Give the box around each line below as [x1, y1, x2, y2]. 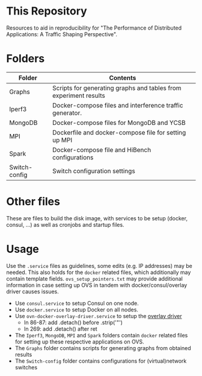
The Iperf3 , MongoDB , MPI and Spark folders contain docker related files [14, 331, 188, 339]
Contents [109, 74, 136, 82]
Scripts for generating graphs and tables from [52, 83, 182, 92]
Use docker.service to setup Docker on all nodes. [14, 306, 138, 313]
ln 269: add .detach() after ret [23, 325, 97, 333]
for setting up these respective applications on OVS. [14, 338, 144, 345]
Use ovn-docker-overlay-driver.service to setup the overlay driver [14, 312, 182, 319]
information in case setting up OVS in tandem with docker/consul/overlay [6, 281, 188, 288]
